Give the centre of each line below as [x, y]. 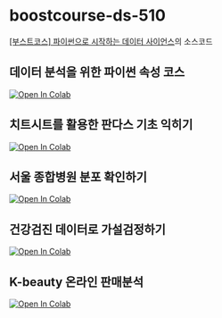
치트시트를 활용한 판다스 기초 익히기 [101, 125]
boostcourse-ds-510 [88, 16]
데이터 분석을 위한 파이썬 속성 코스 [97, 72]
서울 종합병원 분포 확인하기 [78, 176]
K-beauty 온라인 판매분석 [77, 282]
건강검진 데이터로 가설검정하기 [88, 229]
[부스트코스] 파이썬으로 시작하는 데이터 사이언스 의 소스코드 [111, 41]
